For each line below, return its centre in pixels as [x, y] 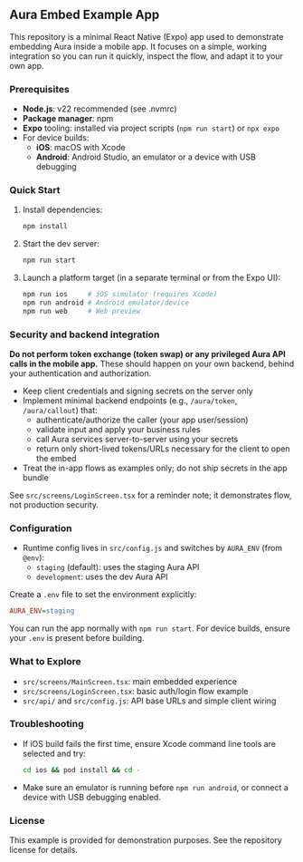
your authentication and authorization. [80, 373]
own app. [27, 65]
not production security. [54, 505]
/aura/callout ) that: [60, 411]
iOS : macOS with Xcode [80, 148]
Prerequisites [39, 89]
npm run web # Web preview [81, 311]
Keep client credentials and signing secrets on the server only [137, 391]
